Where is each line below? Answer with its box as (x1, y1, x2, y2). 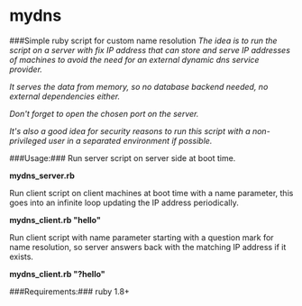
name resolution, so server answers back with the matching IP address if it (9, 241, 287, 252)
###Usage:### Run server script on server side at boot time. (9, 152, 236, 163)
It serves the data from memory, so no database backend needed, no (9, 81, 269, 92)
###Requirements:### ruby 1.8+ (9, 285, 131, 297)
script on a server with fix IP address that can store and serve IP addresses (9, 44, 291, 55)
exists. (9, 251, 34, 262)
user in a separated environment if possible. (48, 135, 213, 146)
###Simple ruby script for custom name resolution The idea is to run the (9, 35, 278, 46)
